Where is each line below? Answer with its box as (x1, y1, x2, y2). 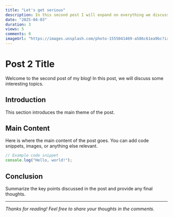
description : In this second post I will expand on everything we (5, 12, 151, 17)
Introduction (5, 95, 46, 104)
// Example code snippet (5, 153, 59, 158)
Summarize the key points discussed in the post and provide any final (5, 186, 153, 191)
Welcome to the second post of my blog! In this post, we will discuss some (5, 75, 164, 81)
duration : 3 (5, 22, 31, 27)
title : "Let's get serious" (5, 7, 66, 13)
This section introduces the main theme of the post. (5, 109, 115, 115)
